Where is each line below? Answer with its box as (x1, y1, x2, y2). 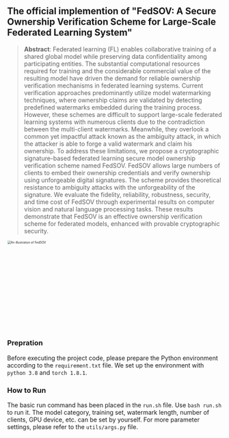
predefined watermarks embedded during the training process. (23, 103, 202, 112)
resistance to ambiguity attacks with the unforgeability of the (23, 183, 196, 191)
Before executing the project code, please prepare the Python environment (7, 354, 219, 362)
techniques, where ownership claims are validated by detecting (23, 96, 203, 104)
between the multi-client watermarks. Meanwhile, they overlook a (23, 125, 209, 133)
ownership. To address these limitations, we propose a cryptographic (23, 146, 219, 155)
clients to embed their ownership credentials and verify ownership (23, 168, 211, 177)
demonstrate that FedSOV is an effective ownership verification (23, 212, 203, 220)
